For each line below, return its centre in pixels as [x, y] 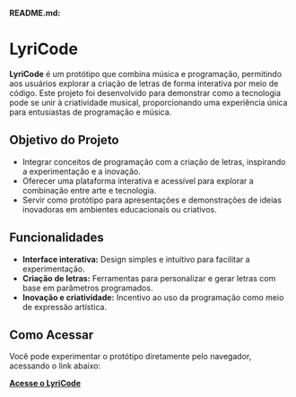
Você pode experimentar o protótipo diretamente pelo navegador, [131, 357]
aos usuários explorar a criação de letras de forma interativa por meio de [144, 83]
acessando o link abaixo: [55, 366]
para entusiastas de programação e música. [91, 112]
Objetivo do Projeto [64, 140]
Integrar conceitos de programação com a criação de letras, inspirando [154, 161]
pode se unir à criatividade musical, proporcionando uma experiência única [148, 102]
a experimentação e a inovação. [81, 171]
